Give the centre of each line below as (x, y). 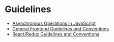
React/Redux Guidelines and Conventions (56, 34)
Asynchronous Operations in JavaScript (54, 23)
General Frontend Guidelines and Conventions (61, 28)
